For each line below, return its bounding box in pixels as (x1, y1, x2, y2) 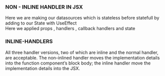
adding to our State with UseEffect (5, 20, 77, 26)
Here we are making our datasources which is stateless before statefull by (5, 15, 160, 21)
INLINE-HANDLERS (5, 38, 53, 45)
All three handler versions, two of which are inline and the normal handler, (5, 49, 159, 55)
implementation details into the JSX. (5, 65, 80, 71)
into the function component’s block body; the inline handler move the (5, 60, 151, 66)
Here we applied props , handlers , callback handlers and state (5, 25, 135, 31)
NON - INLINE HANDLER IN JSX (5, 3, 83, 10)
